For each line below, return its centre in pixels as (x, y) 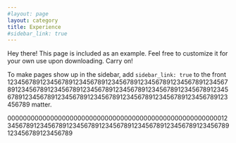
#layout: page (28, 14)
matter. (42, 105)
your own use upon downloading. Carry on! (70, 61)
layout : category (33, 20)
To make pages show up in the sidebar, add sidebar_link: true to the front (117, 75)
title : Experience (34, 27)
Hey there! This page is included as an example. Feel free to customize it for (118, 54)
